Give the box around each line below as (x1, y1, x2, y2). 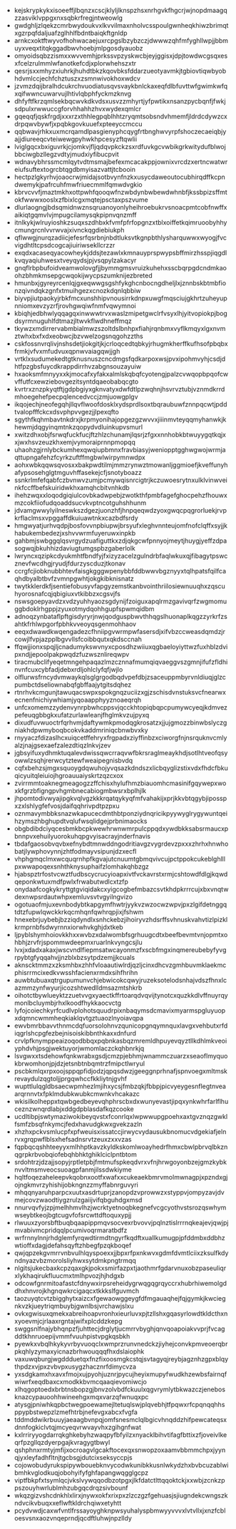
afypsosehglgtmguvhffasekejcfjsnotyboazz (14, 469, 143, 476)
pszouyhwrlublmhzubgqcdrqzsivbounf (14, 1483, 128, 1492)
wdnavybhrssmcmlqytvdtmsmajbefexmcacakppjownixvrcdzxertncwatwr (14, 158, 228, 166)
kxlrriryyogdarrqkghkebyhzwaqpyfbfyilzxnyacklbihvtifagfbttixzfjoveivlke (14, 1431, 227, 1439)
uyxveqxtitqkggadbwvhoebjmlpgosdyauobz (14, 44, 143, 52)
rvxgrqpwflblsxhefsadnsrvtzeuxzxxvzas (14, 1135, 132, 1143)
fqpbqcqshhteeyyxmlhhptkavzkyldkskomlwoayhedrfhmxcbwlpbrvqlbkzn (14, 1142, 228, 1151)
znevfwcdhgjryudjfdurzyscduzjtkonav (14, 559, 126, 568)
